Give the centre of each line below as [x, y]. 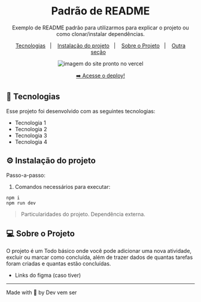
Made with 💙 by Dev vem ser [42, 292]
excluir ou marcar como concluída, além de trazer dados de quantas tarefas [100, 257]
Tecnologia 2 [31, 129]
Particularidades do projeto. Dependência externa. [83, 214]
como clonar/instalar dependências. [100, 34]
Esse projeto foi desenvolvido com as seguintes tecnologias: [81, 111]
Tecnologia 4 [31, 141]
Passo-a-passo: [26, 175]
